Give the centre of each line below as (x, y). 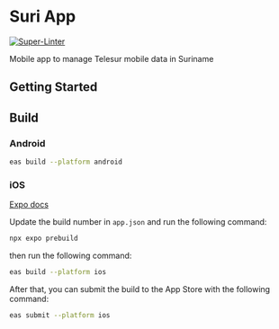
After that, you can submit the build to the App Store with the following (140, 289)
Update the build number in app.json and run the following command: (138, 222)
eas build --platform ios (58, 272)
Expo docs (29, 205)
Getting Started (54, 87)
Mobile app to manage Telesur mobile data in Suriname (112, 58)
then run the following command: (71, 256)
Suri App (43, 17)
